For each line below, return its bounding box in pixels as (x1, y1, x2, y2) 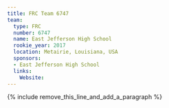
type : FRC (13, 23, 41, 30)
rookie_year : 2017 (13, 42, 67, 49)
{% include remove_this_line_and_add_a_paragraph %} (7, 93, 163, 101)
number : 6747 (13, 29, 51, 36)
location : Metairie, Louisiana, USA (13, 49, 118, 56)
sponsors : (13, 55, 41, 62)
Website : (19, 74, 45, 81)
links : (13, 67, 32, 74)
